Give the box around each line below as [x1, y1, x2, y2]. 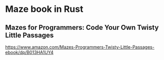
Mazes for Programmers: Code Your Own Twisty [5, 23, 159, 32]
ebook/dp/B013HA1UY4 [5, 50, 54, 55]
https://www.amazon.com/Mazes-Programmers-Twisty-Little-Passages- [5, 44, 155, 50]
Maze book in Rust [5, 3, 83, 15]
